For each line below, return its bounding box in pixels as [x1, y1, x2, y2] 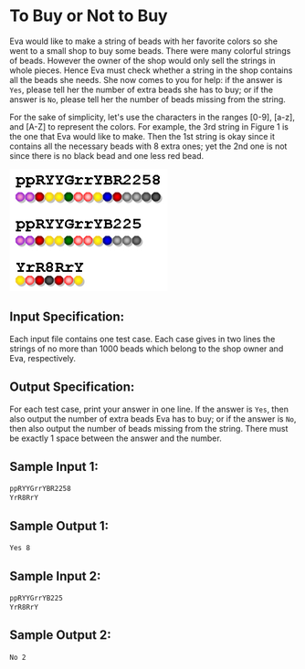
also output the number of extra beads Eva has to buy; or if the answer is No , [9, 413, 297, 424]
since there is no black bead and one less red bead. [9, 150, 205, 161]
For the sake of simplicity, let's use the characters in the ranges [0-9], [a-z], [9, 111, 295, 122]
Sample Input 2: [9, 568, 101, 584]
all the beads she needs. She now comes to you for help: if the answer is [9, 74, 283, 85]
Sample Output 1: [9, 517, 110, 534]
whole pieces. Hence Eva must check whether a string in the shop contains [9, 65, 293, 76]
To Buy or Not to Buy [9, 5, 168, 26]
